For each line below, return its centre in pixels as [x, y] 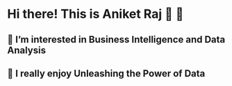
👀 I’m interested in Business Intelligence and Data [116, 40]
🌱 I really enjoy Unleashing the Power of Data [106, 73]
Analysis [27, 50]
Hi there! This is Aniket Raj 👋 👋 [96, 14]
